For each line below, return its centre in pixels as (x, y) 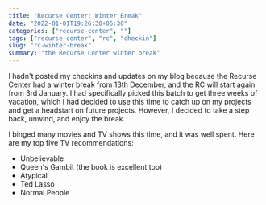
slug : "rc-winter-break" (50, 46)
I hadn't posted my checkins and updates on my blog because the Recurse (133, 76)
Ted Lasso (37, 184)
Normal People (45, 193)
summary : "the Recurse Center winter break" (84, 53)
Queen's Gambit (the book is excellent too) (91, 167)
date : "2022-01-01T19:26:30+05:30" (68, 23)
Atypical (34, 175)
